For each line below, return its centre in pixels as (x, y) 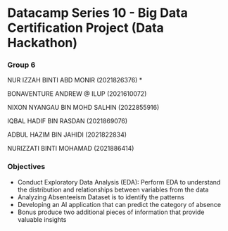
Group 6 (21, 65)
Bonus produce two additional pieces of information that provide (111, 212)
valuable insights (42, 219)
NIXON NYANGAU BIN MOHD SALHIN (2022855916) (83, 108)
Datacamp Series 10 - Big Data (97, 13)
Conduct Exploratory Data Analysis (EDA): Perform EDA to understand (119, 182)
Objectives (26, 167)
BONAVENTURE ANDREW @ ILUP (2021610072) (77, 94)
